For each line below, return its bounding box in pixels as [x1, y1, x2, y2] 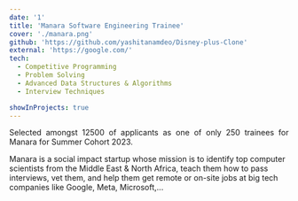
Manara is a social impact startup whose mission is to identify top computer [9, 154, 286, 165]
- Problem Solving [17, 71, 86, 80]
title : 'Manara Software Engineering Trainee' [9, 21, 184, 30]
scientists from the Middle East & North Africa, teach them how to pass [9, 163, 269, 174]
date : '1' [9, 12, 46, 22]
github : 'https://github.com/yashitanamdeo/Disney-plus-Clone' [9, 37, 248, 47]
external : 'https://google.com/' [9, 46, 133, 55]
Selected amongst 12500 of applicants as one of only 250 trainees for [9, 128, 289, 138]
